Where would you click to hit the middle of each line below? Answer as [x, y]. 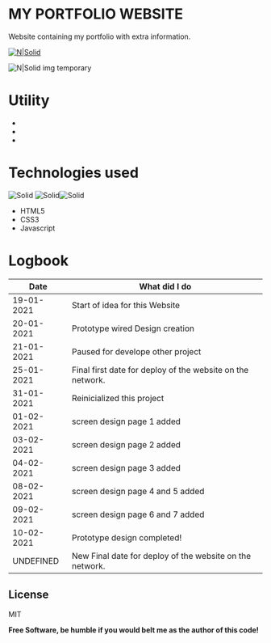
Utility [29, 101]
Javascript [38, 228]
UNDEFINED [36, 561]
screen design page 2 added [126, 444]
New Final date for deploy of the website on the [161, 556]
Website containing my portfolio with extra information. [100, 36]
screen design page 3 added [126, 467]
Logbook [38, 260]
